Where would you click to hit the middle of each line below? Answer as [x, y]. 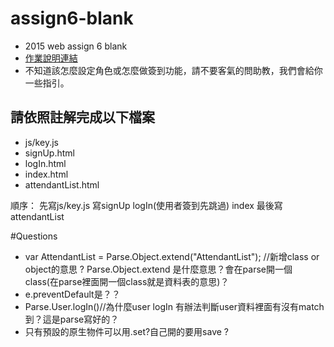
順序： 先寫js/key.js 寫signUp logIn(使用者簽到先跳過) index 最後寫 [146, 205]
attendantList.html [62, 184]
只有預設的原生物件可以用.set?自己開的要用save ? [127, 331]
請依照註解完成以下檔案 [82, 117]
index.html [46, 174]
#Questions [34, 236]
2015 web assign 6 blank [76, 46]
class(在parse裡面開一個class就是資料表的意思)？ [127, 281]
